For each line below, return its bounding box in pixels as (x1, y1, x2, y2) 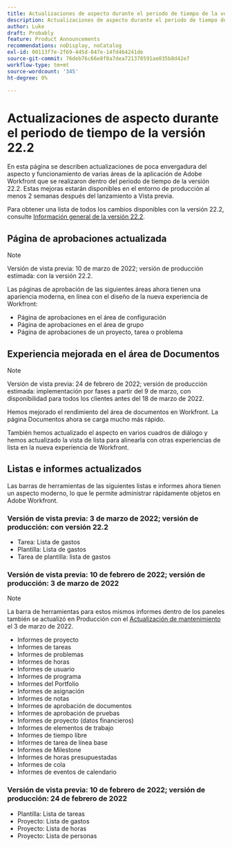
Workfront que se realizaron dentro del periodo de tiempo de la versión (7, 177, 209, 185)
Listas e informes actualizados (7, 463, 142, 475)
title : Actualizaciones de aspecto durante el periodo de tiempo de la (7, 10, 217, 17)
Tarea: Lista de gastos (17, 538, 81, 546)
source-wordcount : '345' (7, 68, 79, 75)
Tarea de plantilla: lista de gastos (17, 552, 111, 561)
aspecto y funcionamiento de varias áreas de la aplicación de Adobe (7, 170, 202, 178)
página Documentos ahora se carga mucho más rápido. (7, 415, 166, 423)
